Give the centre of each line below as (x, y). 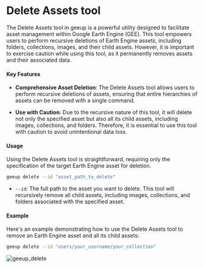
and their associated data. (39, 60)
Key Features (23, 74)
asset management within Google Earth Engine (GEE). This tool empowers (99, 34)
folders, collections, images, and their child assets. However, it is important (100, 47)
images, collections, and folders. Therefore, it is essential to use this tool (106, 125)
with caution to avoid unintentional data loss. (71, 132)
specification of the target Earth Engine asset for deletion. (79, 166)
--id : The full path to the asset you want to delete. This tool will (95, 189)
